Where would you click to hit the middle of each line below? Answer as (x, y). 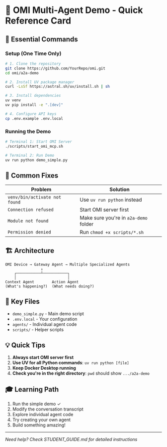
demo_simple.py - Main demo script (48, 313)
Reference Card (38, 21)
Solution (120, 190)
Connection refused (31, 210)
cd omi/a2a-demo (22, 73)
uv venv (13, 100)
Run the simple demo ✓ (37, 404)
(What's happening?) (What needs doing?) (50, 286)
